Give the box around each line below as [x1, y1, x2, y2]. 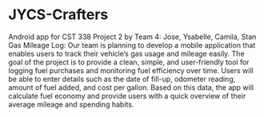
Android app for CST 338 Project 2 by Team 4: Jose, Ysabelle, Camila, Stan [8, 32, 257, 41]
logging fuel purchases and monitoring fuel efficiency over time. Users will [8, 65, 254, 75]
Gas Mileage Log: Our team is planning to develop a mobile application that [8, 40, 256, 49]
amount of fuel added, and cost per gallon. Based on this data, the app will [8, 82, 254, 92]
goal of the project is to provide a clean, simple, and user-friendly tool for [8, 57, 250, 67]
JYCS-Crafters [8, 6, 109, 24]
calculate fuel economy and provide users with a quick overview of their [8, 91, 246, 100]
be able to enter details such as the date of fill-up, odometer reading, [8, 74, 236, 84]
